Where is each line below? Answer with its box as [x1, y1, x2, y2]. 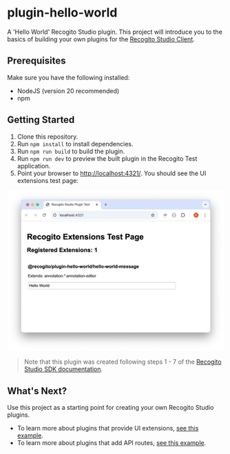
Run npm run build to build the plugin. [17, 147, 125, 155]
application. [17, 161, 51, 170]
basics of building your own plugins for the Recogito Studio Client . [7, 34, 195, 43]
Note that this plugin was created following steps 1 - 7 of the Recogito [23, 357, 222, 366]
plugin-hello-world [7, 5, 118, 21]
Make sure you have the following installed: [7, 73, 130, 81]
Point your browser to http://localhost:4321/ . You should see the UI [17, 169, 207, 177]
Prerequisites [7, 55, 66, 67]
